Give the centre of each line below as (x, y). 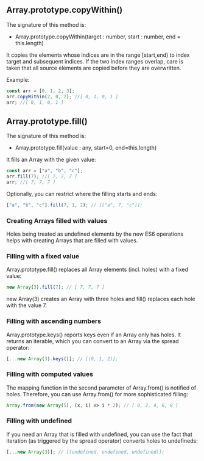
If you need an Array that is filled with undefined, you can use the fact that (100, 434)
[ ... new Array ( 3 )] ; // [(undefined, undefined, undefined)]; (86, 452)
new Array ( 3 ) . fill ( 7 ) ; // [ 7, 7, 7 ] (55, 287)
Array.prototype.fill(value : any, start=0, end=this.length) (86, 148)
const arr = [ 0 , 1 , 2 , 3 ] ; (40, 91)
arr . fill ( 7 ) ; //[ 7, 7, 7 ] (42, 176)
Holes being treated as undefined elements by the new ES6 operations (95, 234)
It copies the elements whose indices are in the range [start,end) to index (98, 55)
